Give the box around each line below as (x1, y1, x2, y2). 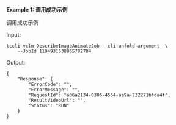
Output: (6, 59, 26, 66)
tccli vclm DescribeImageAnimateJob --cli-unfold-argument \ (6, 43, 168, 49)
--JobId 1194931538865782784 (17, 48, 92, 54)
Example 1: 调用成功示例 (6, 6, 68, 13)
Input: (6, 31, 21, 38)
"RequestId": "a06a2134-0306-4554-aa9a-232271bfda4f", (28, 92, 171, 98)
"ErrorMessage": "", (28, 87, 81, 93)
